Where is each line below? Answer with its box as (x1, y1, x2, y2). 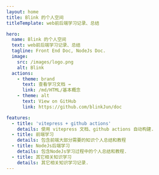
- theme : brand (17, 76, 55, 82)
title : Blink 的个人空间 (6, 14, 64, 21)
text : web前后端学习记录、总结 (11, 42, 81, 48)
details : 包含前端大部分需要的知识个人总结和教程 (17, 137, 127, 144)
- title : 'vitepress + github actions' (11, 120, 112, 127)
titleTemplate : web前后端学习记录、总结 (6, 20, 100, 26)
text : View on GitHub (22, 98, 77, 104)
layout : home (6, 8, 39, 15)
